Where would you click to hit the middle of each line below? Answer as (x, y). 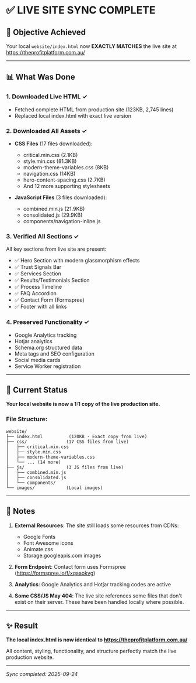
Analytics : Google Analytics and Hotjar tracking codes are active (92, 584)
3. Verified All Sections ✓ (43, 236)
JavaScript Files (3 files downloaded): (61, 197)
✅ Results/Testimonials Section (52, 280)
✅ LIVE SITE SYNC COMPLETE (81, 10)
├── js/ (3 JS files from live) (65, 467)
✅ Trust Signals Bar (38, 267)
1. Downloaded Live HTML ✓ (47, 97)
